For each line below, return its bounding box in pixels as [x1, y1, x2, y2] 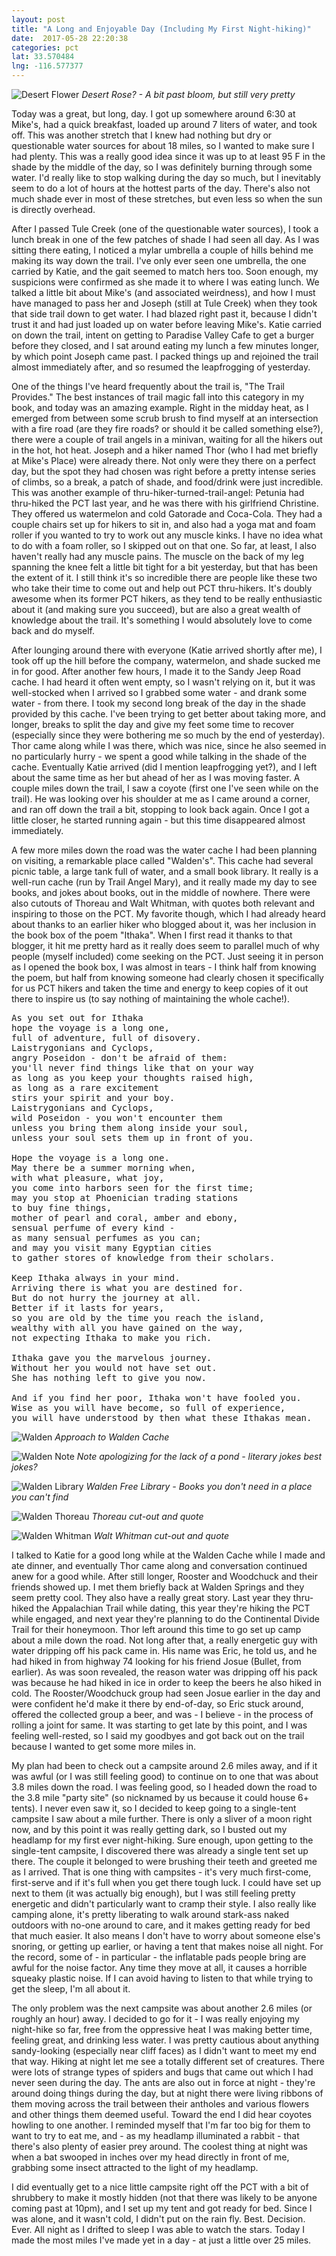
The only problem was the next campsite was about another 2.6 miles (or [11, 2002, 313, 2014]
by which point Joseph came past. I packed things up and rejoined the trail [11, 351, 319, 362]
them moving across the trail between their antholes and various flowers [11, 2098, 310, 2110]
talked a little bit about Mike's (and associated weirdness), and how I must [11, 287, 316, 298]
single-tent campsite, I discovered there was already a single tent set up [11, 1845, 309, 1856]
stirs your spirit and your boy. [11, 1092, 176, 1103]
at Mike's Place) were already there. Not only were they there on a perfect [11, 455, 316, 466]
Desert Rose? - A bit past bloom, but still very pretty [81, 89, 296, 100]
